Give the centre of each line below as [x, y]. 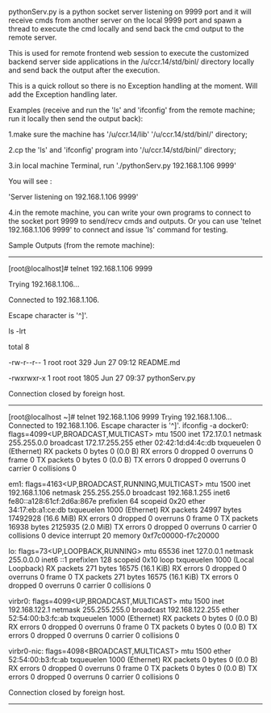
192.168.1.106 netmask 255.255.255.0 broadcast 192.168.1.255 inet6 [119, 493]
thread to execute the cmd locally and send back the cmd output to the [126, 29]
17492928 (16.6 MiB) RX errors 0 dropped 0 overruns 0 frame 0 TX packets [133, 518]
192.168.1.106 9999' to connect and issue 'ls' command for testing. [118, 230]
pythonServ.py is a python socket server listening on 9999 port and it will [130, 12]
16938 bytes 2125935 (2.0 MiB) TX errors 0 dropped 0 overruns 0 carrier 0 [133, 527]
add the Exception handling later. [63, 94]
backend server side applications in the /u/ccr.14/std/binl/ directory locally [131, 61]
